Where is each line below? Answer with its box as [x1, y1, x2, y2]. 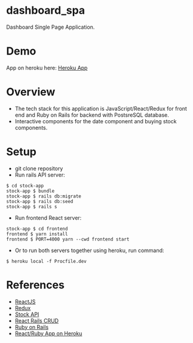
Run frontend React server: [14, 214, 82, 221]
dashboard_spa [6, 4, 85, 17]
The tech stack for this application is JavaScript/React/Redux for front [14, 105, 187, 112]
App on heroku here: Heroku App [6, 64, 88, 71]
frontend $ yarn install [6, 231, 68, 237]
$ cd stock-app [6, 183, 44, 189]
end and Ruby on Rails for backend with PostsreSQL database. [14, 111, 169, 119]
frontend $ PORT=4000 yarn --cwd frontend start [6, 236, 130, 242]
